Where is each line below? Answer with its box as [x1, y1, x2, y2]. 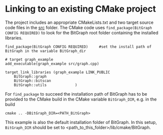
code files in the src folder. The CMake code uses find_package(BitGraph [5, 24, 152, 30]
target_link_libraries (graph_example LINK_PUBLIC [5, 69, 110, 75]
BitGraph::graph [14, 74, 47, 79]
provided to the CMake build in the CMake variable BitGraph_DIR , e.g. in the [5, 96, 157, 102]
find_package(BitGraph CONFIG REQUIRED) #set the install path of [5, 44, 152, 49]
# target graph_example [5, 57, 54, 62]
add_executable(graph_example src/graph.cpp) [5, 61, 99, 66]
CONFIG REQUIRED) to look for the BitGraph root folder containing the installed [5, 30, 159, 35]
